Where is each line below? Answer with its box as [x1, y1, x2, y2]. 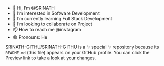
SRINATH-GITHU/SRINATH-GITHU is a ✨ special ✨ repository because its [5, 44, 159, 50]
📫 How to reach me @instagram [12, 27, 81, 32]
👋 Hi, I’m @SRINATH [12, 5, 55, 11]
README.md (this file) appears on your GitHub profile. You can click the [5, 50, 150, 55]
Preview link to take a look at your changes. [5, 55, 96, 61]
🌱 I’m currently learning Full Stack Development [12, 16, 113, 21]
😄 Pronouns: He [12, 34, 47, 40]
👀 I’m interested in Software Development [12, 10, 100, 16]
